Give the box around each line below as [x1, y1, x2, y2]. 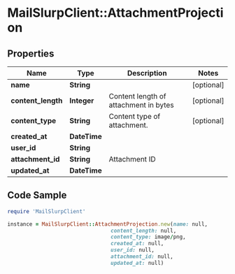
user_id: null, [111, 247, 155, 254]
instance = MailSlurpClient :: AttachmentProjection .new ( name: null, [7, 220, 208, 228]
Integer [69, 96, 94, 106]
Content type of [108, 112, 161, 121]
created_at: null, [111, 240, 164, 247]
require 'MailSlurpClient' [7, 208, 86, 215]
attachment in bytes [108, 100, 174, 110]
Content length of [108, 92, 166, 101]
